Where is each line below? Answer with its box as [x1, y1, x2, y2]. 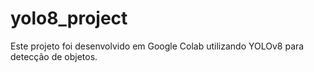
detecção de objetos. [10, 50, 98, 62]
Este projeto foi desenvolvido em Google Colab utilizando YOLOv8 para [10, 40, 305, 52]
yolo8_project [10, 7, 128, 30]
